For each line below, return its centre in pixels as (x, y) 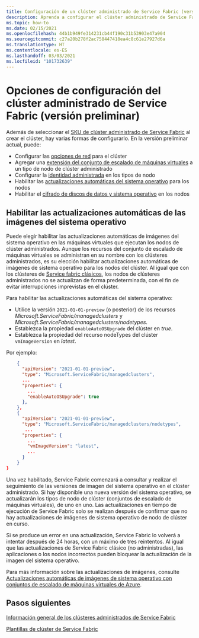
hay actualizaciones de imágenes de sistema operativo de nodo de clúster (97, 517)
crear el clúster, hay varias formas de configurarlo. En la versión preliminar (97, 138)
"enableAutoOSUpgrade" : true (63, 397)
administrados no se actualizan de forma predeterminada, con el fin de (93, 280)
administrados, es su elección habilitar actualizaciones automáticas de (92, 261)
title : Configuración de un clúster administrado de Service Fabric (92, 12)
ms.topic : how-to (28, 23)
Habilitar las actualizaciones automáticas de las (96, 213)
